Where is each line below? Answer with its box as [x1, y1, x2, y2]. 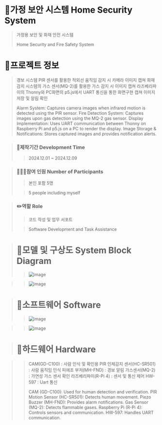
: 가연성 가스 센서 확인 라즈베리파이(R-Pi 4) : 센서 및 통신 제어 [28, 373, 145, 379]
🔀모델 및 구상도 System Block [16, 245, 132, 256]
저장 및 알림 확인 [16, 95, 48, 101]
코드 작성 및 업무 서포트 [28, 216, 73, 222]
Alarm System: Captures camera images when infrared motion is [16, 105, 146, 111]
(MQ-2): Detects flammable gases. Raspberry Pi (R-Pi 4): [28, 404, 143, 410]
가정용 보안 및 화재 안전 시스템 [16, 32, 74, 37]
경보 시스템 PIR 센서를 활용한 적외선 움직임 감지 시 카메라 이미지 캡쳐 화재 [16, 77, 155, 83]
